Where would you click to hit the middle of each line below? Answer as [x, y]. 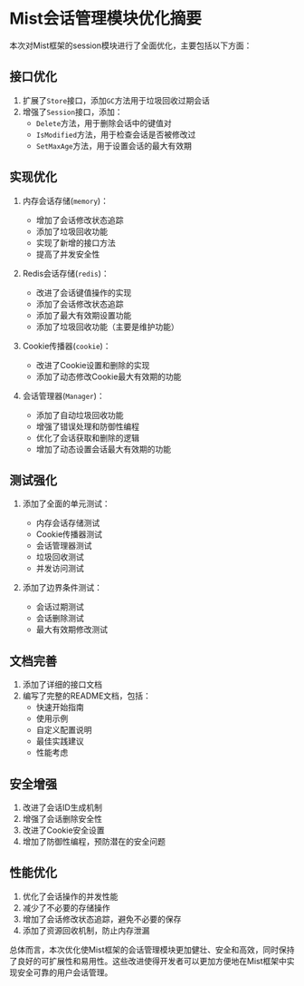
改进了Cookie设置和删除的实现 [93, 365]
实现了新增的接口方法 [76, 242]
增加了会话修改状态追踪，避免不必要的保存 [102, 919]
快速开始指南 [60, 708]
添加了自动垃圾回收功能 [80, 415]
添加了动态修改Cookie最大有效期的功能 [109, 376]
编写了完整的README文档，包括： [87, 696]
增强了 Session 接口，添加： [72, 112]
